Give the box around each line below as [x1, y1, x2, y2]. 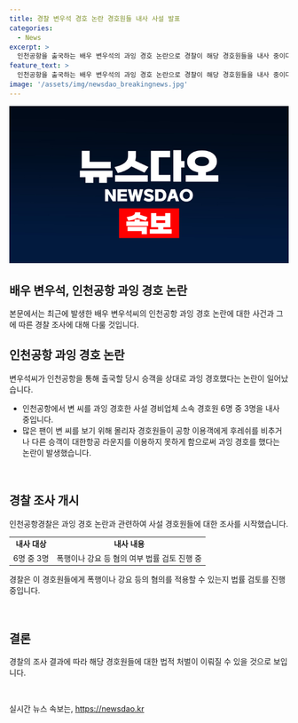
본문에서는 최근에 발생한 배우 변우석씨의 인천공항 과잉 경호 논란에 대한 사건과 [9, 308, 275, 319]
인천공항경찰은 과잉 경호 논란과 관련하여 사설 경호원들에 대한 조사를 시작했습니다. [9, 518, 289, 528]
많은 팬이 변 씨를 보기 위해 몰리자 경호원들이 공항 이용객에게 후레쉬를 [21, 425, 259, 435]
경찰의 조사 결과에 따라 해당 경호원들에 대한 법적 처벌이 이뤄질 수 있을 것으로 [9, 656, 272, 666]
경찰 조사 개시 [9, 493, 80, 508]
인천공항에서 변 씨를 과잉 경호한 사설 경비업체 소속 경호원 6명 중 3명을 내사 [21, 402, 280, 413]
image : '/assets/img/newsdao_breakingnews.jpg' [9, 80, 189, 89]
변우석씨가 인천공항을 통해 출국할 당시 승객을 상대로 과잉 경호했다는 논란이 [9, 373, 265, 384]
